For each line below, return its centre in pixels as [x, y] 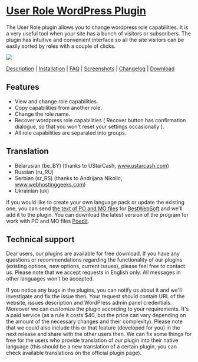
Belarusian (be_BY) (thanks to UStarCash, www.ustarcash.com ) [92, 165]
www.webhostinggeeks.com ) [50, 184]
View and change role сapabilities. [56, 101]
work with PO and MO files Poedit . [48, 221]
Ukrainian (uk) [32, 191]
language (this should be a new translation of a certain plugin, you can [92, 347]
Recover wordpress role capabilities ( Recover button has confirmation [100, 120]
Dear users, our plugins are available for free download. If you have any [93, 254]
